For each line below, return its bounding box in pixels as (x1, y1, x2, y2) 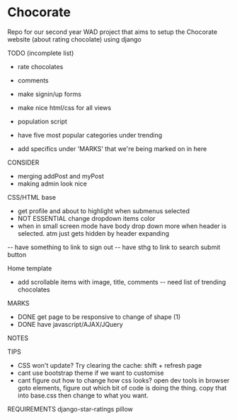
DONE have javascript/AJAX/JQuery (17, 320, 124, 328)
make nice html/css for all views (17, 103, 112, 112)
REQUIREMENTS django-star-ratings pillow (7, 404, 133, 413)
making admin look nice (17, 179, 87, 188)
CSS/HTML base (7, 193, 57, 201)
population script (17, 117, 67, 126)
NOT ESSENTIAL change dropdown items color (17, 214, 156, 222)
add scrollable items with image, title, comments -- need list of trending (17, 277, 226, 286)
